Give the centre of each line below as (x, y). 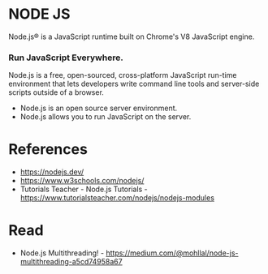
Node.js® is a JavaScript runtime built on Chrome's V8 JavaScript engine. (132, 36)
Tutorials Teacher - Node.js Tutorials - (84, 189)
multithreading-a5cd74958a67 (71, 262)
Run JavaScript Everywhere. (66, 58)
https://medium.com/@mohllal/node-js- (172, 253)
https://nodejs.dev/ (52, 172)
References (48, 150)
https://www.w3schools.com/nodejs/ (82, 181)
